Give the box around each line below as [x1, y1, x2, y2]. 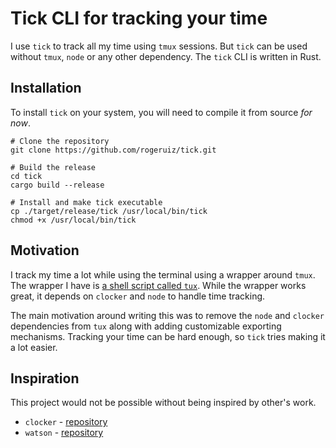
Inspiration [10, 370, 80, 387]
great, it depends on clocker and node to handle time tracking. [10, 290, 266, 302]
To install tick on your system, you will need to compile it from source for [10, 106, 313, 118]
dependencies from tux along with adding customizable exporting [10, 320, 282, 332]
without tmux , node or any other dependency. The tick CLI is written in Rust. [10, 50, 322, 62]
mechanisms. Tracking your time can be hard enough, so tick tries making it [10, 330, 326, 342]
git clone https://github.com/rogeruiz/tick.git [10, 145, 217, 155]
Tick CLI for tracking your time [10, 7, 268, 30]
